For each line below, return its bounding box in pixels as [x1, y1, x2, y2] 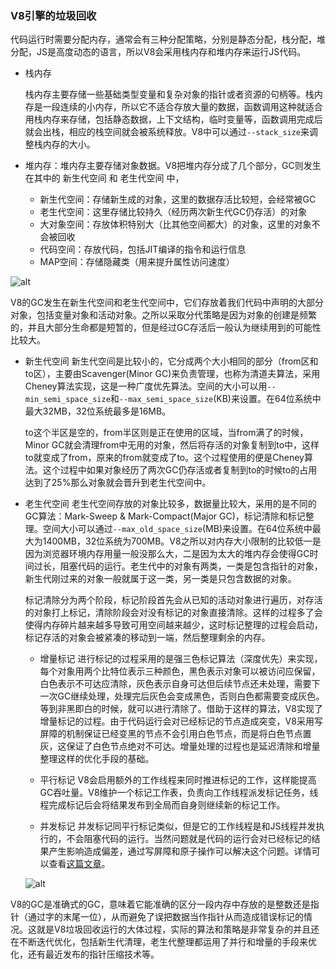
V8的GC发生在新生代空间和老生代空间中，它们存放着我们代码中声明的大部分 [10, 297, 324, 309]
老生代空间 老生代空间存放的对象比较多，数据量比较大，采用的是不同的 [24, 498, 317, 510]
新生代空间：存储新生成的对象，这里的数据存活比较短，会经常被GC [39, 193, 317, 206]
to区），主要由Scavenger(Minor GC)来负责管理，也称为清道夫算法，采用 [24, 368, 321, 380]
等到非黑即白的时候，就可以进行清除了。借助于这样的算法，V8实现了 [39, 703, 323, 715]
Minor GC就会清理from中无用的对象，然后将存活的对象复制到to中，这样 [24, 439, 320, 451]
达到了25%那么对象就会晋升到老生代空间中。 [24, 477, 212, 489]
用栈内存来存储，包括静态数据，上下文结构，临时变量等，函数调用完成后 [24, 113, 323, 126]
